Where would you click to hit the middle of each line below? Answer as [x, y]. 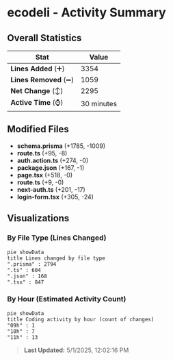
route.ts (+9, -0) [40, 182]
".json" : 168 [27, 276]
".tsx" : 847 [26, 282]
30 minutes [99, 103]
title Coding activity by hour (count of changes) [81, 319]
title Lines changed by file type [56, 258]
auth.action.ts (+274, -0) [53, 160]
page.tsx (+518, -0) [45, 175]
